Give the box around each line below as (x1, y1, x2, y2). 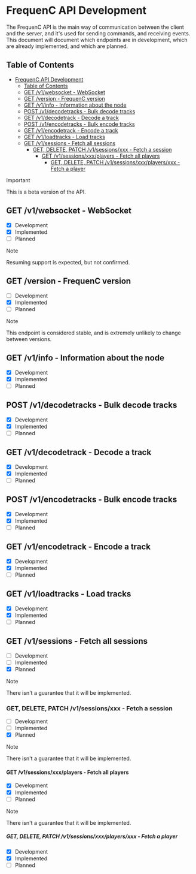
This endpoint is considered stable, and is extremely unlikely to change (6, 329, 181, 336)
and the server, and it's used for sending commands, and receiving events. (6, 29, 191, 37)
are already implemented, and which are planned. (6, 43, 128, 50)
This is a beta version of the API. (6, 188, 87, 195)
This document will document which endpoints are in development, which (6, 36, 188, 43)
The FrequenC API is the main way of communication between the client (6, 23, 184, 31)
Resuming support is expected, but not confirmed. (6, 258, 130, 266)
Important (6, 176, 30, 183)
